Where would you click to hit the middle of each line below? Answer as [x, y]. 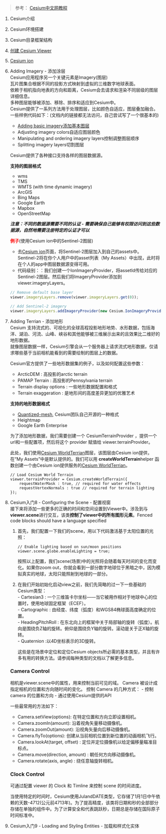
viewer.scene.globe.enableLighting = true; [64, 551]
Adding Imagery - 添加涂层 [38, 71]
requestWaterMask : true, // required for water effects [80, 483]
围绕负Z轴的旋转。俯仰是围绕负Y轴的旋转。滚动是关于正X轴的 [90, 628]
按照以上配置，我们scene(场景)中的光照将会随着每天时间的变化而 [85, 561]
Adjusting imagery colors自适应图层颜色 [59, 132]
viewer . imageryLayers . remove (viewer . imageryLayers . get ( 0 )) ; [74, 297]
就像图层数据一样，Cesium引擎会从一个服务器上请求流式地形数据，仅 [82, 346]
